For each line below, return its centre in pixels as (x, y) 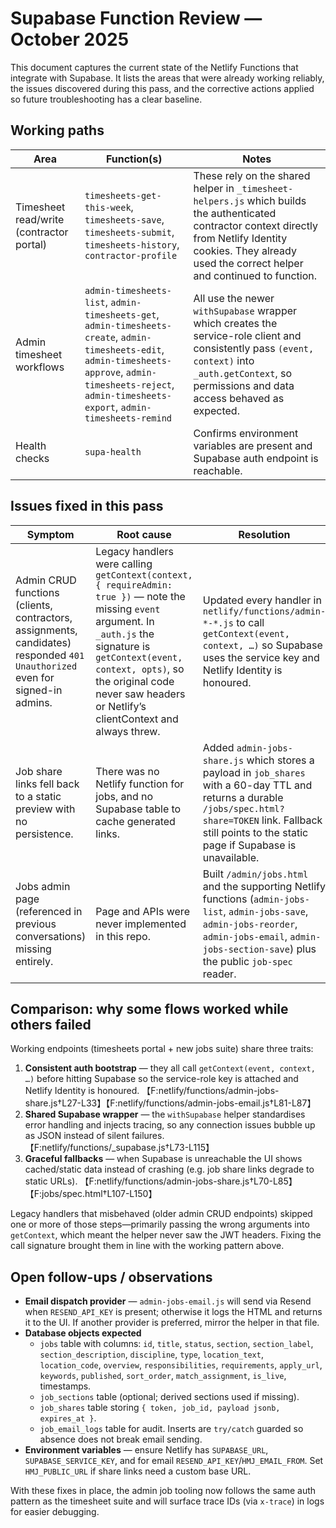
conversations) (51, 936)
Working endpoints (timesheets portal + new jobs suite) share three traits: (162, 1049)
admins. (34, 702)
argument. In (125, 621)
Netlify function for (140, 784)
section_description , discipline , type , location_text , (151, 1354)
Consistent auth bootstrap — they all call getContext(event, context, (170, 1068)
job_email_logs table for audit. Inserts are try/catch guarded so (171, 1429)
